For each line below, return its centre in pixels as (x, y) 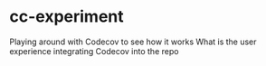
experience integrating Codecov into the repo (94, 51)
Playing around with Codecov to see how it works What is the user (133, 42)
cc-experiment (66, 17)
